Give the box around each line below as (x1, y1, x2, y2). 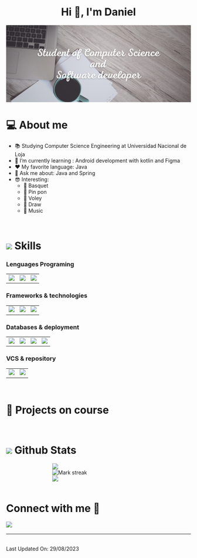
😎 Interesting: (14, 176, 49, 183)
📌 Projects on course (6, 404, 110, 417)
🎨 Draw (23, 200, 42, 208)
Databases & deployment (6, 323, 79, 331)
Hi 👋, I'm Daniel (61, 5, 136, 19)
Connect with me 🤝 (6, 502, 100, 515)
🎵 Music (23, 207, 43, 214)
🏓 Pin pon (23, 188, 47, 195)
